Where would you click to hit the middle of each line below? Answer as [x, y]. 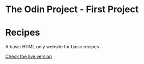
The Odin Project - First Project [72, 9]
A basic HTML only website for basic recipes [52, 47]
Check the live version [29, 56]
